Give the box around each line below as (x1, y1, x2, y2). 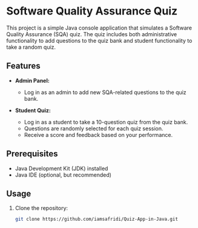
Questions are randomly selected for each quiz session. (24, 125, 163, 132)
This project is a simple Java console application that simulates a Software (6, 24, 193, 31)
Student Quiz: (15, 107, 51, 114)
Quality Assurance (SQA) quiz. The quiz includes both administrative (6, 30, 177, 37)
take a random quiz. (6, 43, 56, 51)
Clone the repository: (15, 204, 68, 212)
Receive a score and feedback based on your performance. (24, 131, 173, 138)
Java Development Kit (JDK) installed (15, 165, 108, 172)
